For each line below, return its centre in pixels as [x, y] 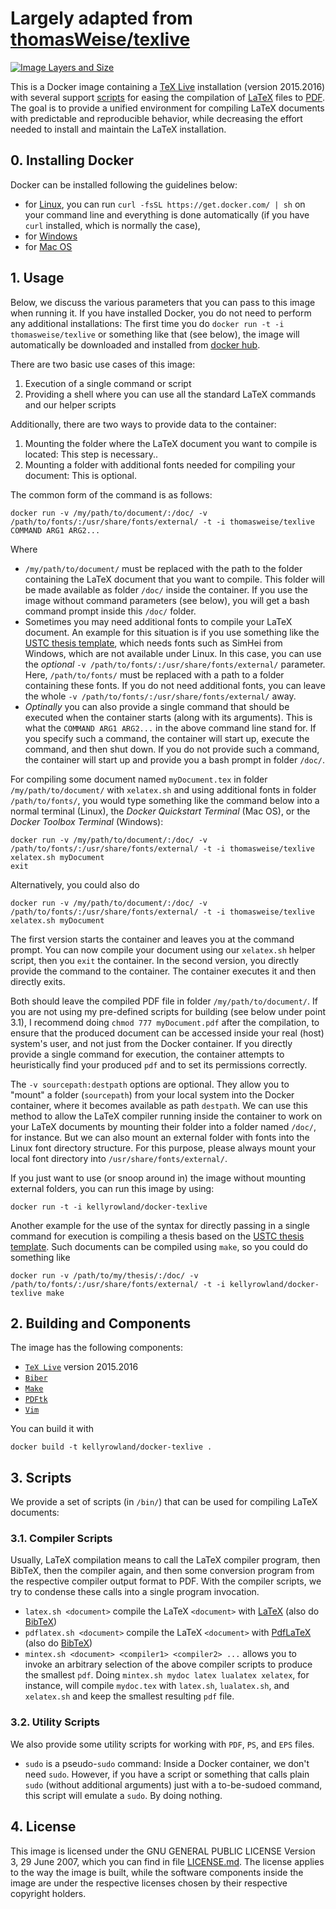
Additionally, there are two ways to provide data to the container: [143, 424]
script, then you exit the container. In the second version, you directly [155, 960]
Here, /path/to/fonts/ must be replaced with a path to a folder [154, 674]
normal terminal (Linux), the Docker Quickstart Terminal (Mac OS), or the [160, 811]
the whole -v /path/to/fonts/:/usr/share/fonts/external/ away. [160, 696]
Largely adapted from [101, 18]
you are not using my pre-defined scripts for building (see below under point [168, 1011]
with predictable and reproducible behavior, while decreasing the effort [156, 118]
